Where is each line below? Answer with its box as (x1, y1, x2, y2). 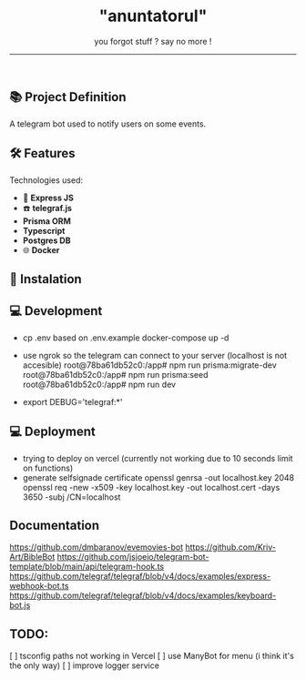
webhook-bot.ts (9, 581, 69, 592)
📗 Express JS (22, 192, 75, 203)
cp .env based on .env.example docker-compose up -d (22, 332, 229, 343)
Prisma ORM (22, 215, 71, 227)
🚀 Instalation (9, 271, 82, 287)
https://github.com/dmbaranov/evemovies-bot (9, 542, 184, 553)
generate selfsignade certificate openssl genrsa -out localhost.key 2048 (22, 472, 294, 482)
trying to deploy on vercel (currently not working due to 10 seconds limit (22, 452, 293, 463)
